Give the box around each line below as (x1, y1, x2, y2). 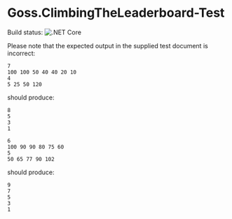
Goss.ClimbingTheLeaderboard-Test (7, 5, 225, 21)
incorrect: (7, 49, 36, 57)
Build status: (7, 28, 43, 36)
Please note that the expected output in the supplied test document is (7, 41, 208, 50)
